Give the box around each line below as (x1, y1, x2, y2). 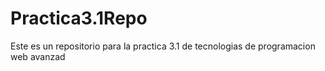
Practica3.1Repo (10, 7, 148, 30)
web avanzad (10, 50, 66, 62)
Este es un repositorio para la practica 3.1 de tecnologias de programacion (10, 40, 316, 52)
